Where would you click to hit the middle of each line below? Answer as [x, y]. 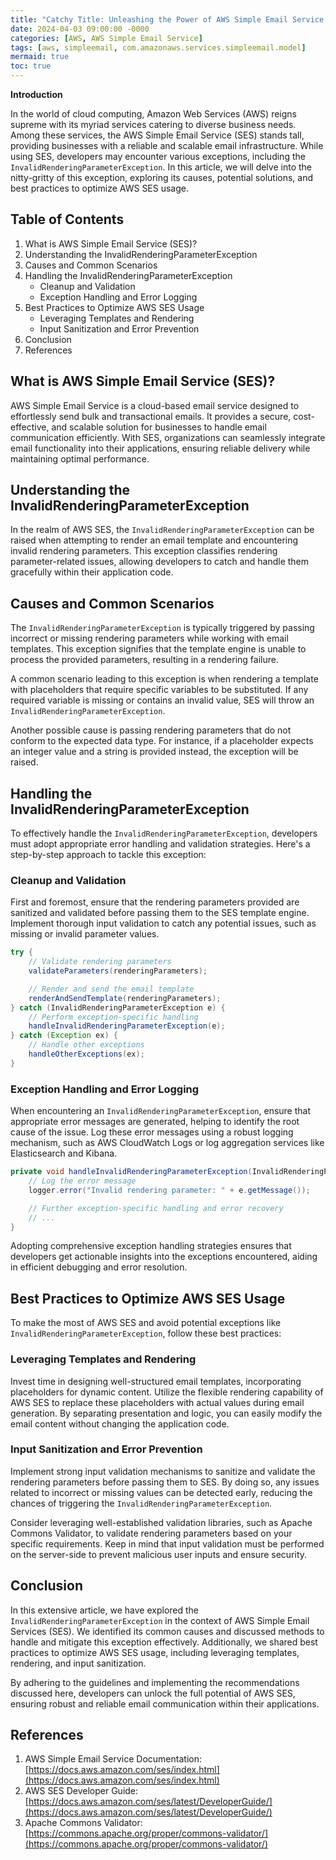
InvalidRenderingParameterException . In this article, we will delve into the [161, 167]
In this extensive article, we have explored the [105, 1610]
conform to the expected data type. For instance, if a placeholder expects [162, 741]
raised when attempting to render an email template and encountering [154, 540]
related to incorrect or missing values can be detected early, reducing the [161, 1492]
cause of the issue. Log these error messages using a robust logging [152, 1132]
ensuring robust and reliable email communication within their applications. [165, 1703]
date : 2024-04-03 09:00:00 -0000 [80, 29]
